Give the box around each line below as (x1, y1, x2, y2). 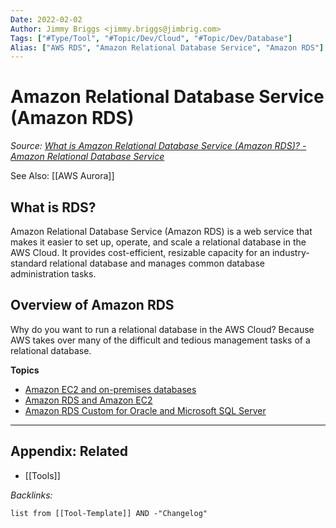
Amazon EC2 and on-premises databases (24, 383, 197, 395)
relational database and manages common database (49, 257, 265, 269)
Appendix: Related (10, 443, 128, 460)
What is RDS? (10, 199, 97, 216)
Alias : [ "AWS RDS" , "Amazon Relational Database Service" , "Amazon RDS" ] (10, 42, 325, 53)
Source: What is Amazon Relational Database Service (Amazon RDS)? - (10, 140, 307, 152)
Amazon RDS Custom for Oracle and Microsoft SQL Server (24, 404, 267, 416)
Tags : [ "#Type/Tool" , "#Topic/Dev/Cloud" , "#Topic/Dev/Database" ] (10, 33, 293, 43)
